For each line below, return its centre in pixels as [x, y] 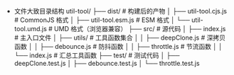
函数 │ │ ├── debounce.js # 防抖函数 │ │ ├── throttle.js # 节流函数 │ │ [118, 46]
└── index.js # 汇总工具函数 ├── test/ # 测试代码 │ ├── [97, 55]
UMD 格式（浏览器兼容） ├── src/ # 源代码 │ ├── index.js [140, 29]
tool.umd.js [31, 29]
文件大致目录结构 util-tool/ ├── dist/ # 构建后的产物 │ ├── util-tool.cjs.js [121, 11]
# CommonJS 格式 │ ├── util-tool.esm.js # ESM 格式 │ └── [102, 20]
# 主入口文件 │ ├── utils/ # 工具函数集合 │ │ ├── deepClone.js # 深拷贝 [120, 37]
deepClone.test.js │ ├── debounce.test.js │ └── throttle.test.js [107, 63]
